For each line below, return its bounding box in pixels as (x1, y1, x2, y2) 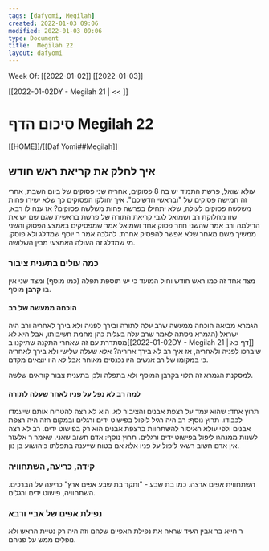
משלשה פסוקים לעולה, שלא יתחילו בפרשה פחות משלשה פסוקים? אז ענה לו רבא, (8, 203, 251, 213)
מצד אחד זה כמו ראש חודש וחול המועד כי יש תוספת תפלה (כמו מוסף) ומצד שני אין (8, 276, 255, 286)
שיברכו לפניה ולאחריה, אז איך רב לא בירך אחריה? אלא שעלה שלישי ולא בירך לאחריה (8, 347, 262, 356)
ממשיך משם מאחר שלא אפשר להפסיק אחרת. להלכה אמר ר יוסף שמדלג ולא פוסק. (8, 228, 257, 238)
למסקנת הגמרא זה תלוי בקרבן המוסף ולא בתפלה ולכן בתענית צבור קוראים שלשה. (8, 371, 254, 380)
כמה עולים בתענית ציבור (8, 257, 99, 269)
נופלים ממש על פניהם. (8, 535, 76, 545)
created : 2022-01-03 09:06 (8, 19, 99, 27)
